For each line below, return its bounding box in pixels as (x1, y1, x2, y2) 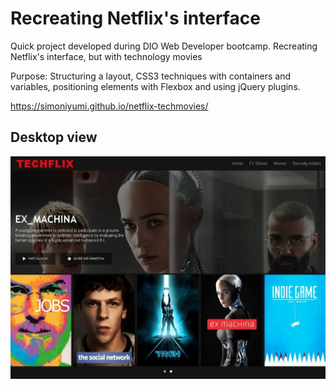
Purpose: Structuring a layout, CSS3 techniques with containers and (10, 70, 292, 82)
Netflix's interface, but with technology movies (10, 50, 203, 62)
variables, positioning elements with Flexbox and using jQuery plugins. (10, 80, 301, 92)
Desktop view (10, 129, 98, 146)
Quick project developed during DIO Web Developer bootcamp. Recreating (10, 40, 318, 52)
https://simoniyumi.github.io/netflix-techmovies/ (10, 100, 209, 112)
